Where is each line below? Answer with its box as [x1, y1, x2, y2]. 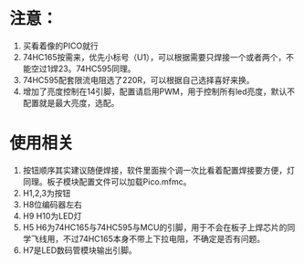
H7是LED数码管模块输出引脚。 [22, 244, 137, 256]
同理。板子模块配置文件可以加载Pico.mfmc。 [22, 175, 192, 187]
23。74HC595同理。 [58, 63, 136, 74]
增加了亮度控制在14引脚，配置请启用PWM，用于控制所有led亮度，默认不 [22, 86, 296, 97]
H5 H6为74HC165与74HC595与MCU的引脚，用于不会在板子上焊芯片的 [22, 221, 288, 233]
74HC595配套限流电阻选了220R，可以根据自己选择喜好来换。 [22, 74, 255, 85]
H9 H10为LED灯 [22, 210, 82, 221]
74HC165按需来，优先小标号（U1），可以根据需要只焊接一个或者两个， [22, 51, 287, 62]
